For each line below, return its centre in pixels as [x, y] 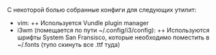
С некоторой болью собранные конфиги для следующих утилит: [102, 10]
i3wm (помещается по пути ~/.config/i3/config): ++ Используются [113, 30]
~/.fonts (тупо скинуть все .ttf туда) [69, 44]
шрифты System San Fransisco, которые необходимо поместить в [113, 37]
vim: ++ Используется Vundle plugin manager [83, 23]
